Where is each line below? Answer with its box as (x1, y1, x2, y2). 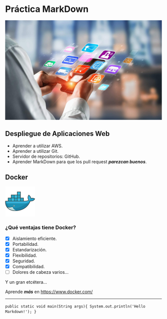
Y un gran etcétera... (5, 279, 47, 285)
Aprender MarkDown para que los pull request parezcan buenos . (12, 158, 147, 165)
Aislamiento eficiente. (12, 235, 57, 241)
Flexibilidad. (12, 252, 37, 258)
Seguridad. (12, 258, 35, 264)
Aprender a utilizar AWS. (12, 143, 63, 149)
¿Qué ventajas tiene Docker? (5, 224, 76, 231)
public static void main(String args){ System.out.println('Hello (5, 304, 146, 309)
